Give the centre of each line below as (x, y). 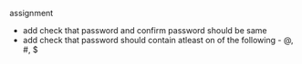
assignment (31, 13)
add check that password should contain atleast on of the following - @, (158, 40)
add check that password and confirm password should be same (145, 30)
